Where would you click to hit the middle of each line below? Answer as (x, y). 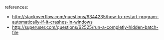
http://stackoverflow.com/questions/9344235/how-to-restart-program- (85, 17)
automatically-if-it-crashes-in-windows (52, 22)
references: (16, 7)
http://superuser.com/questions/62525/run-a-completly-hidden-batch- (85, 27)
